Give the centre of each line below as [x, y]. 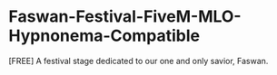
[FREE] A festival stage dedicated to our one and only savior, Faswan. [138, 61]
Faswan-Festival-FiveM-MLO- [125, 17]
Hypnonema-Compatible [104, 36]
